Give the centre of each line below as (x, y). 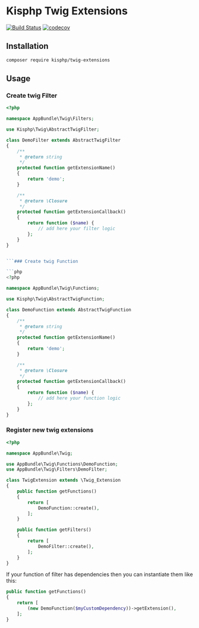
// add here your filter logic (77, 229)
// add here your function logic (79, 398)
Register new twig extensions (50, 430)
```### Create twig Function (42, 261)
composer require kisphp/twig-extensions (58, 60)
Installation (27, 46)
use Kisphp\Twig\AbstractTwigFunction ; (56, 299)
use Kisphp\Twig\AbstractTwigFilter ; (53, 129)
